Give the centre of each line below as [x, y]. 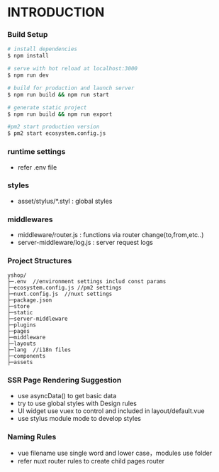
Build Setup [28, 35]
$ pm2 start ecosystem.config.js [57, 133]
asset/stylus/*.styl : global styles [65, 201]
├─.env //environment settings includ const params [87, 282]
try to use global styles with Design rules [77, 403]
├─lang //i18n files [39, 350]
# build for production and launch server [71, 88]
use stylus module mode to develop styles [79, 418]
